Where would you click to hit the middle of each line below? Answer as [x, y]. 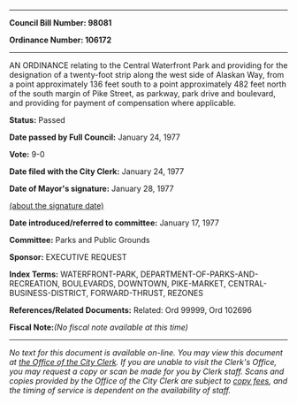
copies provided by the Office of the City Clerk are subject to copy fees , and [148, 381]
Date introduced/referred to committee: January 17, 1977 [114, 223]
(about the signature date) [57, 206]
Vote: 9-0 [27, 154]
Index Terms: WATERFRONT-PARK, [74, 274]
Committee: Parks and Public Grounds [80, 240]
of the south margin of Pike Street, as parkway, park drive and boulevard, [142, 93]
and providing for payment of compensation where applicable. [123, 103]
